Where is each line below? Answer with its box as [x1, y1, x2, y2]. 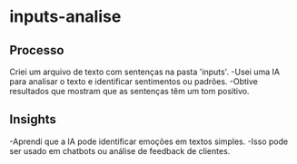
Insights [9, 111, 57, 128]
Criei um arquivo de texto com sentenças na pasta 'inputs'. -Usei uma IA [9, 66, 280, 77]
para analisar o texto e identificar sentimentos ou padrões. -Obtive [9, 76, 259, 87]
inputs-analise [9, 6, 122, 27]
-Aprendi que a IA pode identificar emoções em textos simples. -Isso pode [9, 136, 289, 147]
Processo [9, 43, 64, 58]
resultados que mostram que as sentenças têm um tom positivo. [9, 86, 250, 96]
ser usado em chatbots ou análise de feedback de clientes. [9, 145, 231, 156]
